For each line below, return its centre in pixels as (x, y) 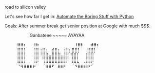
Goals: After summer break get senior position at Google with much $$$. (77, 26)
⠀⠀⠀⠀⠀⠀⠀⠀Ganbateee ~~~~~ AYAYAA (45, 35)
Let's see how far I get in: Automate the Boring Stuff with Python (69, 16)
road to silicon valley (25, 7)
